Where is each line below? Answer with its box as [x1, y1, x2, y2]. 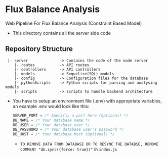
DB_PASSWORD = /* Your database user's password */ [12, 127, 124, 132]
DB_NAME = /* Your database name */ [12, 118, 90, 123]
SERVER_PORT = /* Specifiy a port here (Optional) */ [12, 113, 129, 118]
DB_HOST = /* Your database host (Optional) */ [12, 132, 115, 137]
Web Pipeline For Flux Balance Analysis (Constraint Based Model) [5, 20, 142, 26]
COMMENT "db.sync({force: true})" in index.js [20, 146, 117, 152]
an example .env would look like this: [12, 103, 90, 109]
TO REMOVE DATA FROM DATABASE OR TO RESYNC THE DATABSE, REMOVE [20, 142, 159, 147]
